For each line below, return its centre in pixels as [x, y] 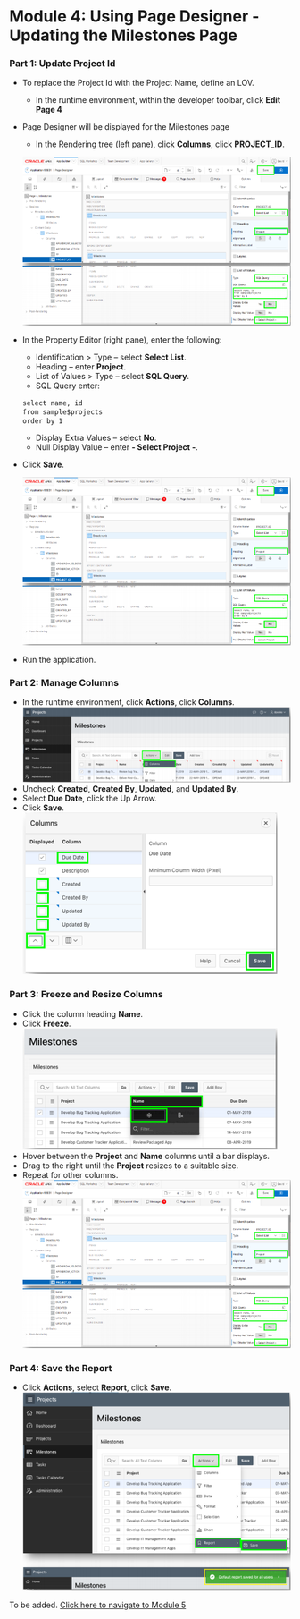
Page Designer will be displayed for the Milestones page [126, 127]
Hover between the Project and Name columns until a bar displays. [146, 1156]
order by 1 [42, 421]
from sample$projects [62, 412]
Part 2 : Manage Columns [64, 682]
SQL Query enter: [67, 386]
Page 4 [49, 110]
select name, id [52, 403]
